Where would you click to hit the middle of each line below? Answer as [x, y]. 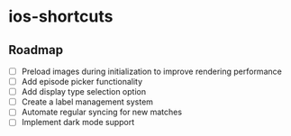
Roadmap [36, 50]
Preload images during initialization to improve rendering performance [152, 71]
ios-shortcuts [61, 17]
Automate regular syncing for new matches [101, 112]
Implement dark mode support [78, 122]
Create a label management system [87, 102]
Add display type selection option [83, 92]
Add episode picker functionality [82, 82]
